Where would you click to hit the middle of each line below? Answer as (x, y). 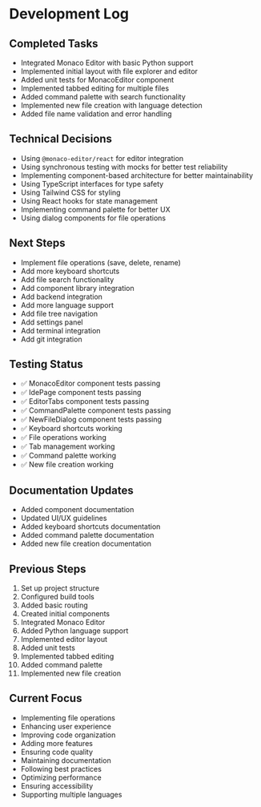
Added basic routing (54, 605)
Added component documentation (77, 510)
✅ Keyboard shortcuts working (71, 429)
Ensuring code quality (57, 752)
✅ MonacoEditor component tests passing (90, 383)
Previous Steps (48, 569)
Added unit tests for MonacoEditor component (97, 80)
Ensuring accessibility (57, 785)
